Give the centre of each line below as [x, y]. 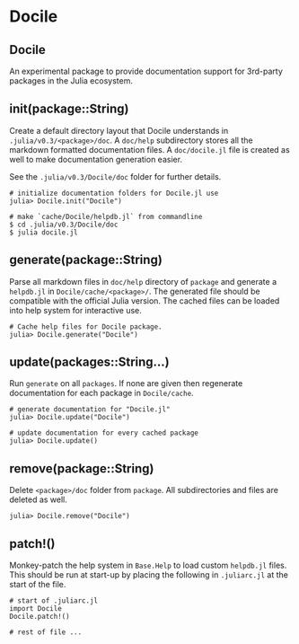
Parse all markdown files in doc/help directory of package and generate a [143, 281]
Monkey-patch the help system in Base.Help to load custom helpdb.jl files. [148, 565]
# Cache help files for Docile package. [86, 326]
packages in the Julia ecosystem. [71, 81]
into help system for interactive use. [75, 310]
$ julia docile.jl [44, 232]
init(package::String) [69, 109]
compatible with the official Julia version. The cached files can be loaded [145, 300]
